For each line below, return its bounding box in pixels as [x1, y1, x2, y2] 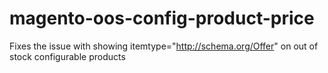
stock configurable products [9, 50, 126, 62]
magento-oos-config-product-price [9, 7, 315, 30]
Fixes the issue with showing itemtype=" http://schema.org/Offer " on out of [9, 40, 319, 52]
